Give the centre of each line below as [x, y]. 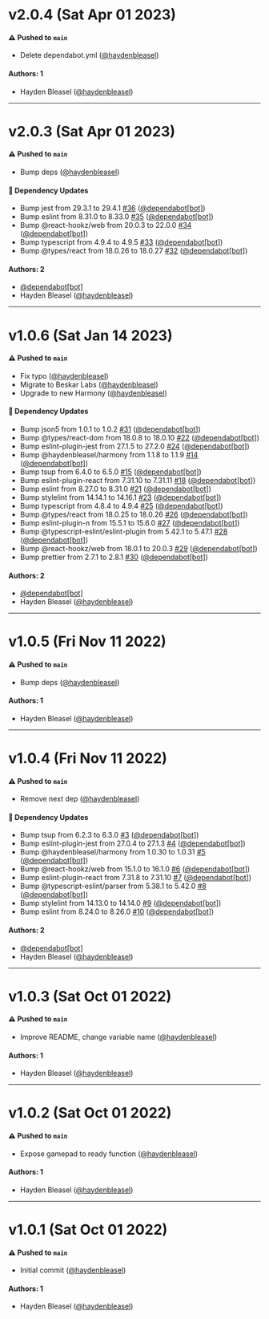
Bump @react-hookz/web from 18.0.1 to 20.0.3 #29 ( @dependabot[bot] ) [139, 548]
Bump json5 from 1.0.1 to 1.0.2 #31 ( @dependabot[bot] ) [110, 429]
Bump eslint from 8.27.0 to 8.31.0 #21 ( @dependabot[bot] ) [116, 489]
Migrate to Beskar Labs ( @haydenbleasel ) [89, 384]
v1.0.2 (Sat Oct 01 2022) [90, 1113]
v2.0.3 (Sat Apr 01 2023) [92, 131]
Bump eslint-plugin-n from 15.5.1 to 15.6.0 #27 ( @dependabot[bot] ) [130, 522]
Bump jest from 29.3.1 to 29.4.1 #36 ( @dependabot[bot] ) [112, 208]
